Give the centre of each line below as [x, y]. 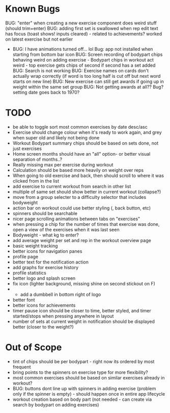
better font [24, 300]
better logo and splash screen [44, 278]
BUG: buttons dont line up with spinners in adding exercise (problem [84, 388]
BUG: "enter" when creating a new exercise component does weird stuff [81, 23]
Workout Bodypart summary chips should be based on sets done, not [86, 143]
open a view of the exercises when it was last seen [66, 229]
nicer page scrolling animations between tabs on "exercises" [76, 219]
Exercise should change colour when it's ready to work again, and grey [87, 132]
